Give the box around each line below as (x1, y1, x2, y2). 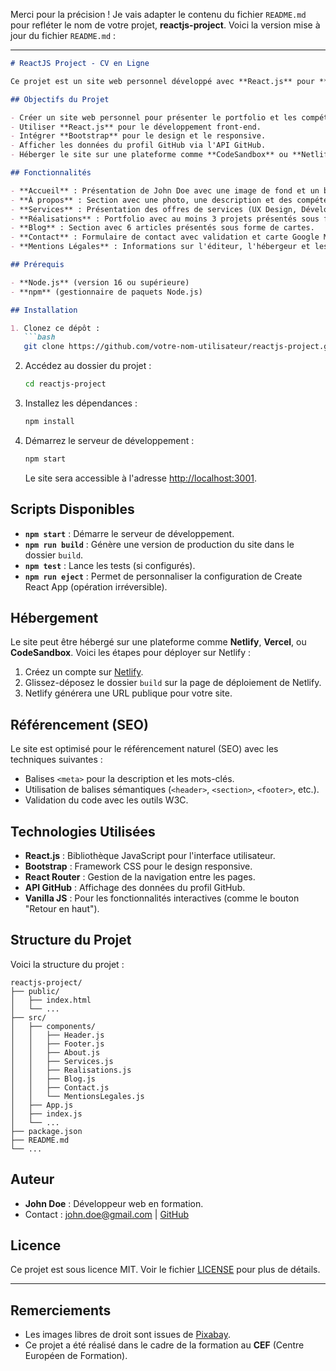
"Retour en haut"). (24, 903, 100, 914)
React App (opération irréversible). (24, 580, 168, 593)
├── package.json (10, 1126, 83, 1136)
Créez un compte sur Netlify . (24, 666, 144, 678)
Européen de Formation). (24, 1350, 128, 1362)
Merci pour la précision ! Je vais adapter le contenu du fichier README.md (10, 9, 307, 20)
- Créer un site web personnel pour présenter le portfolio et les (10, 112, 298, 123)
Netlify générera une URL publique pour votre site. (24, 687, 233, 699)
